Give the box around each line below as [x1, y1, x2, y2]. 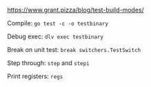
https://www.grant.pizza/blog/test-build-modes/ [7, 6, 145, 14]
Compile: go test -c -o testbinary [7, 19, 109, 27]
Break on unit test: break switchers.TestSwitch [7, 46, 141, 53]
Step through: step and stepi [7, 59, 90, 67]
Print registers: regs [7, 72, 63, 80]
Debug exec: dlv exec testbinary [7, 32, 103, 40]
